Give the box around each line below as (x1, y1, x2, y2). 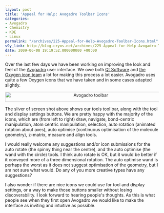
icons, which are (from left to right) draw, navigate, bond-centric (5, 116, 134, 122)
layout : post (5, 7, 32, 12)
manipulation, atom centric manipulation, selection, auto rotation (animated (5, 121, 156, 127)
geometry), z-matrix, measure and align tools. (5, 132, 98, 137)
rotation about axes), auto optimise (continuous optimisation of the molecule (5, 126, 159, 132)
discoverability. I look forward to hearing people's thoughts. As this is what (5, 192, 155, 198)
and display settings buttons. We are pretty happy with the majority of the (5, 111, 153, 117)
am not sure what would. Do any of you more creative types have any (5, 167, 145, 173)
